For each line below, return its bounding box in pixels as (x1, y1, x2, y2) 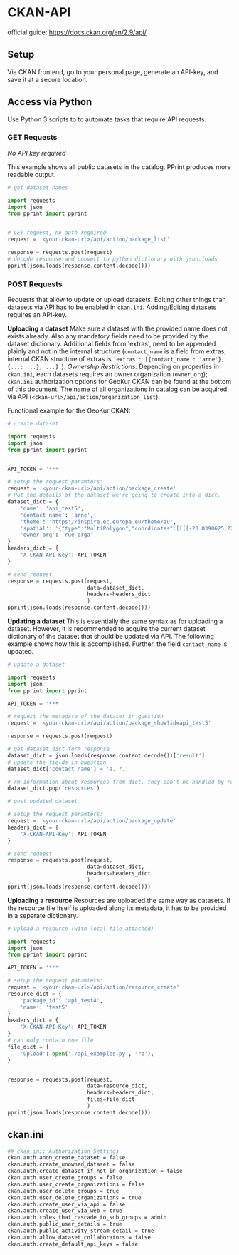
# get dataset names (7, 183, 69, 191)
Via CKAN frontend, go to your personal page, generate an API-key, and (7, 67, 218, 76)
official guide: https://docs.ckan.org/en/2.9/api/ (7, 28, 147, 36)
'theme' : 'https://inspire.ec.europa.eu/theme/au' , (20, 518, 176, 525)
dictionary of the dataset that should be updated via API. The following (7, 632, 215, 641)
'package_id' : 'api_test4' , (20, 997, 103, 1004)
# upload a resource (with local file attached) (7, 925, 154, 932)
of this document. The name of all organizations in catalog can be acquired (7, 385, 228, 393)
